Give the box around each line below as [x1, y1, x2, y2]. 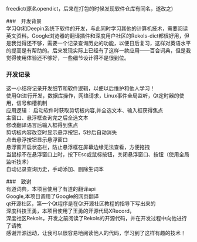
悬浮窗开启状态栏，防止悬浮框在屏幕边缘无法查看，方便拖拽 [6, 143, 150, 151]
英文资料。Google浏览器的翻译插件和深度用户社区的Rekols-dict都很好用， [6, 32, 185, 39]
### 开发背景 [6, 18, 42, 25]
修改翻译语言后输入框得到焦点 [6, 122, 78, 129]
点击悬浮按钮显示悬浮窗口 [6, 136, 68, 143]
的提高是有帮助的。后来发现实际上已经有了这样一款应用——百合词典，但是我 [6, 47, 191, 54]
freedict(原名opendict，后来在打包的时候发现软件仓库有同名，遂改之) [6, 5, 174, 12]
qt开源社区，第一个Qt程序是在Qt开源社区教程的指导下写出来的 [6, 200, 156, 207]
